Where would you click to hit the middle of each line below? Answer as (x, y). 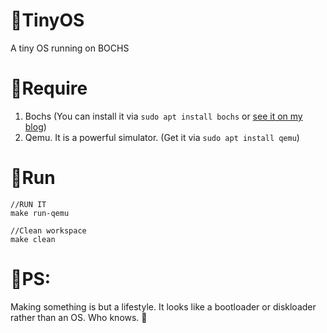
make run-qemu (40, 213)
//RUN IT (28, 204)
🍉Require (49, 88)
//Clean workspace (48, 230)
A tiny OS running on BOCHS (70, 48)
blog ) (35, 126)
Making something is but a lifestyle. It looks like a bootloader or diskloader (163, 306)
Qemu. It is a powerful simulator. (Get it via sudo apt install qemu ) (162, 137)
